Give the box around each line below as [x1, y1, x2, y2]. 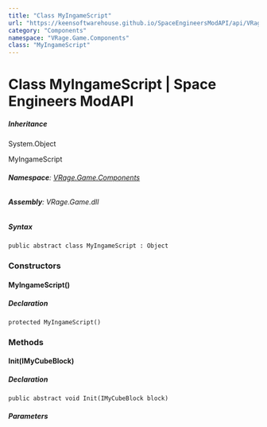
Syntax [8, 222, 33, 231]
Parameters [8, 411, 48, 421]
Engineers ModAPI [8, 92, 134, 111]
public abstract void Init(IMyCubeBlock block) [8, 394, 169, 402]
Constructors [8, 260, 61, 271]
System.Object [8, 139, 56, 149]
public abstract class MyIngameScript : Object [8, 242, 169, 250]
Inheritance [8, 118, 48, 128]
